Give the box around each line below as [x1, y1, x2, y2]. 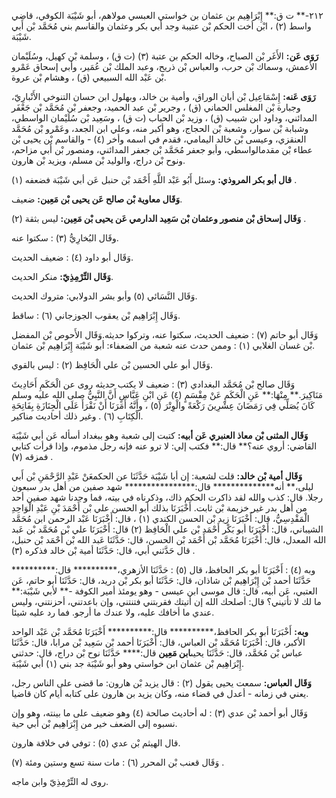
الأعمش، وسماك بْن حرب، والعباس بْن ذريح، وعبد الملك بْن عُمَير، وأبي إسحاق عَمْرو [11, 61, 318, 72]
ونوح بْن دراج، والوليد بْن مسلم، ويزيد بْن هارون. [11, 155, 186, 166]
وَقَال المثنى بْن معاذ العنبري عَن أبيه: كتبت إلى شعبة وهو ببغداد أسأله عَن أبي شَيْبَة [11, 430, 309, 441]
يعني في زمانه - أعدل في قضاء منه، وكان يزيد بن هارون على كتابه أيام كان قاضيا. [11, 688, 309, 699]
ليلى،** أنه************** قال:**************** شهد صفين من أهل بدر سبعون [11, 481, 314, 492]
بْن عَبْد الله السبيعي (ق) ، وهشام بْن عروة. [11, 71, 167, 83]
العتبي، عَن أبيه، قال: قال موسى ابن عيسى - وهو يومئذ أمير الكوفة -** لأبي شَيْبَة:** [11, 585, 318, 597]
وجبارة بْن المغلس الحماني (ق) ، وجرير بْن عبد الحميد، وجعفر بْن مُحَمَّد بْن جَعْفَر [11, 101, 301, 113]
